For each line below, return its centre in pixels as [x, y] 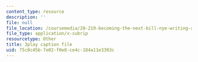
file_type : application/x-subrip [47, 34]
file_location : [25, 28]
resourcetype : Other [32, 39]
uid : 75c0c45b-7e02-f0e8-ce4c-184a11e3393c [60, 50]
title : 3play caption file [39, 45]
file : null [19, 22]
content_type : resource [35, 12]
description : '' [26, 17]
